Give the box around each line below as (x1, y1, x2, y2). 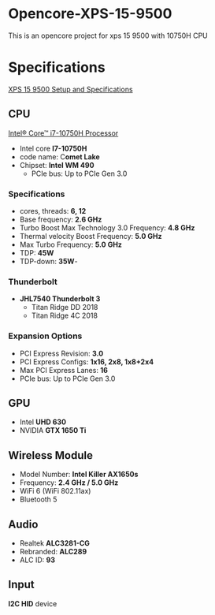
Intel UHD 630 (19, 417, 67, 427)
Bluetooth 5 (19, 494, 57, 505)
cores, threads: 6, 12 (19, 206, 87, 215)
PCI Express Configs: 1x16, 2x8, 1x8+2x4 (19, 356, 154, 367)
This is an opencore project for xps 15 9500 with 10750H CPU (8, 31, 209, 40)
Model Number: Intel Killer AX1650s (19, 470, 139, 479)
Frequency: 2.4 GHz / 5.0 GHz (19, 478, 119, 487)
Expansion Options (8, 330, 83, 341)
